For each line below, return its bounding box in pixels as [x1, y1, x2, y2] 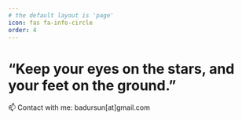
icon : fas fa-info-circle [8, 19, 93, 27]
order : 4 [8, 26, 37, 34]
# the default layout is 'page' [8, 11, 114, 20]
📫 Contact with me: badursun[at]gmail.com [8, 103, 151, 112]
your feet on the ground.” [8, 76, 177, 94]
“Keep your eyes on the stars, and [8, 60, 235, 78]
